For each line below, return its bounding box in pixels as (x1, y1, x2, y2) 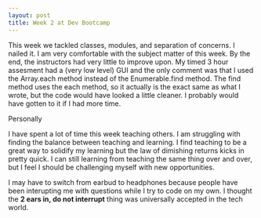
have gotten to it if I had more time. (8, 99, 121, 108)
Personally (8, 114, 42, 123)
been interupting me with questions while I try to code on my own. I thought (8, 186, 252, 195)
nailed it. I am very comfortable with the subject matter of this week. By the (8, 49, 251, 58)
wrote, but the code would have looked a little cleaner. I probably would (8, 90, 239, 100)
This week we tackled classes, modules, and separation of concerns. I (8, 40, 235, 49)
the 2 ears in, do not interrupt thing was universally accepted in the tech (8, 194, 243, 204)
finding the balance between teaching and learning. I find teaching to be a (8, 137, 247, 147)
